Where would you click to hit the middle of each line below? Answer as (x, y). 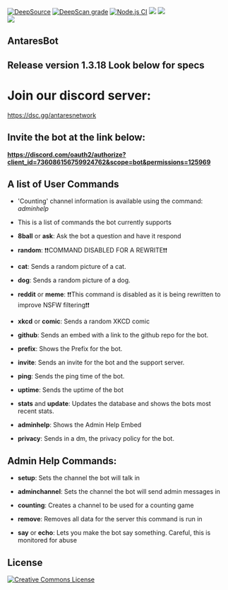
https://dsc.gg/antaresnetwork (52, 115)
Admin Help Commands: (62, 461)
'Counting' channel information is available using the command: (110, 201)
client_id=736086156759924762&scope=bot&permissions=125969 (109, 162)
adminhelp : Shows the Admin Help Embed (79, 425)
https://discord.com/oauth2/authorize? (67, 154)
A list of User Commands (63, 184)
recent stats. (36, 411)
